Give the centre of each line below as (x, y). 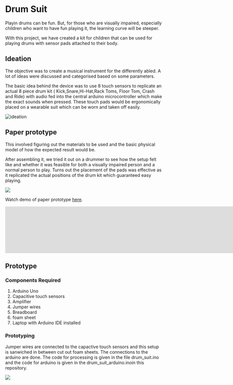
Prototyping (20, 336)
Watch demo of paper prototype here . (44, 199)
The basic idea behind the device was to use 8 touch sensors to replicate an (83, 86)
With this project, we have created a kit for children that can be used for (79, 38)
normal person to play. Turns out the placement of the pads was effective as (83, 170)
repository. (16, 368)
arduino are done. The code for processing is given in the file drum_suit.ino (82, 357)
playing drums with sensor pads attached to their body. (62, 43)
